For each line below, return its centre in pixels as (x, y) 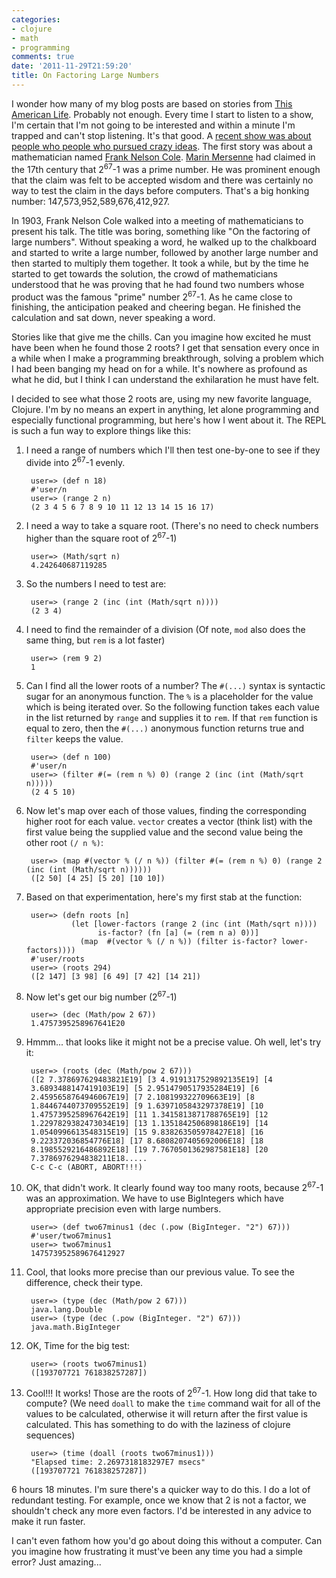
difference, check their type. (84, 1282)
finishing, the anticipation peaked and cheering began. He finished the (156, 307)
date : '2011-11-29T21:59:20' (72, 66)
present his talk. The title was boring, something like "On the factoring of (161, 231)
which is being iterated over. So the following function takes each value (172, 707)
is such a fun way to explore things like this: (101, 431)
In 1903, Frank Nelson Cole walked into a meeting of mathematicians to (157, 220)
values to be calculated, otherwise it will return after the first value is (166, 1414)
